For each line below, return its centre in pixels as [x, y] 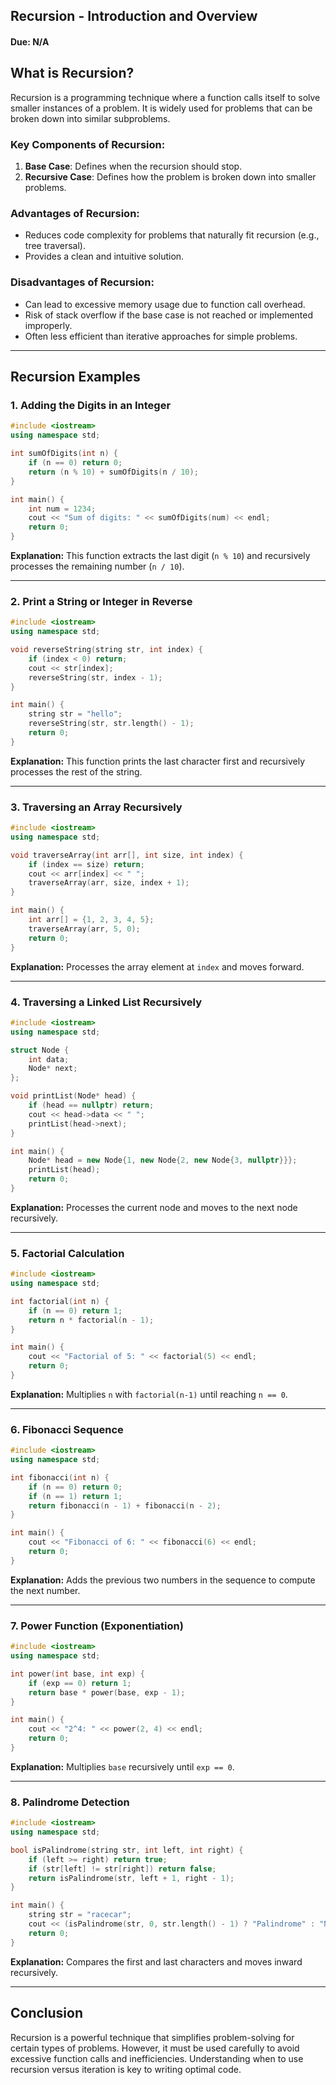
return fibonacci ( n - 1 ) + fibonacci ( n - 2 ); [125, 1505]
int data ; [49, 1059]
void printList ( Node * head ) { [73, 1096]
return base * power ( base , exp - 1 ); [107, 1692]
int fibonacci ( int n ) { [60, 1477]
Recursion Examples [75, 377]
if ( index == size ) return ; [86, 864]
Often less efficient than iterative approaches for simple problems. [161, 336]
